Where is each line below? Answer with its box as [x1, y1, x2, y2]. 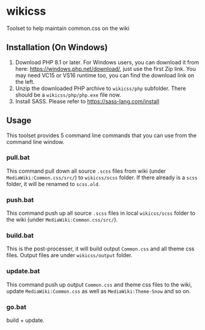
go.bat [6, 302, 26, 311]
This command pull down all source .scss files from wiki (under [6, 167, 166, 174]
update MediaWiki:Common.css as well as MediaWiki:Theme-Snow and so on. [6, 287, 191, 294]
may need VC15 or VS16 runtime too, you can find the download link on [15, 72, 195, 79]
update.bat [6, 267, 40, 276]
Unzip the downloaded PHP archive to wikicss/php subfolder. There [15, 84, 187, 92]
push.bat [6, 195, 34, 204]
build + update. [6, 317, 45, 324]
